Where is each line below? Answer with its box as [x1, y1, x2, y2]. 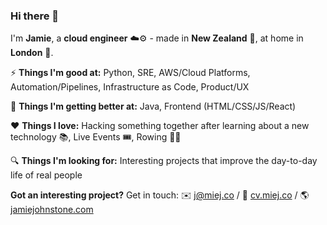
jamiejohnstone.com [10, 204, 94, 216]
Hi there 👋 [10, 9, 60, 23]
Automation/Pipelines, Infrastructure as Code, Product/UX [10, 81, 250, 93]
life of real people [10, 169, 83, 181]
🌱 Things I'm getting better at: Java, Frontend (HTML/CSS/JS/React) [10, 100, 297, 113]
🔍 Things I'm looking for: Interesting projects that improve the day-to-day [10, 155, 318, 167]
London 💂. [10, 47, 54, 59]
